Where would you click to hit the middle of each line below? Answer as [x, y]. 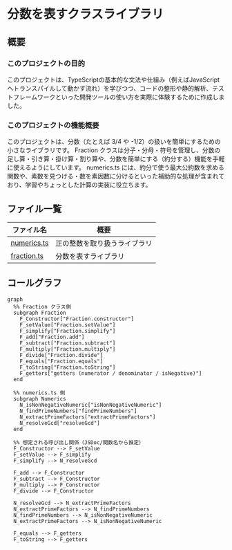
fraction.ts [27, 255]
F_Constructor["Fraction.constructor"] [77, 319]
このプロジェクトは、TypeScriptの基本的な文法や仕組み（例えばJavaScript [113, 80]
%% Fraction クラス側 [42, 306]
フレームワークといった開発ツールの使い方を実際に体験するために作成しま [119, 97]
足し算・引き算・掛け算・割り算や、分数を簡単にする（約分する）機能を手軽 [116, 159]
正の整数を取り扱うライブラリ [104, 243]
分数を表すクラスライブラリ [86, 14]
